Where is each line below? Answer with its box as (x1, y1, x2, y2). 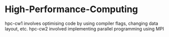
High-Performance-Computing (5, 4, 138, 15)
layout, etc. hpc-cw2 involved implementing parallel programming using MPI (5, 25, 164, 31)
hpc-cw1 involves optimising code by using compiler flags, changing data (5, 20, 158, 26)
